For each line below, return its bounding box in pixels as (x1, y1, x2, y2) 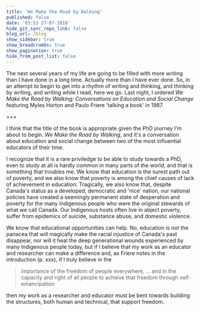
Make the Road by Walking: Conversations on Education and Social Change (6, 95, 194, 102)
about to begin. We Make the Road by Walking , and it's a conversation (6, 131, 179, 138)
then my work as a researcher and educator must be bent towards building (6, 291, 190, 299)
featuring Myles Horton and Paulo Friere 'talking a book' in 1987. (6, 101, 164, 108)
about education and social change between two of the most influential (6, 137, 181, 144)
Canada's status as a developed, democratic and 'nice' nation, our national (6, 187, 190, 194)
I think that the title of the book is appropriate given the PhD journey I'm (6, 124, 182, 132)
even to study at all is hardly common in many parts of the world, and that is (6, 161, 193, 169)
